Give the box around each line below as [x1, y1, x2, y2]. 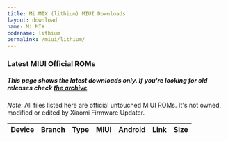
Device [10, 125, 35, 135]
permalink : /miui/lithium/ [7, 36, 85, 43]
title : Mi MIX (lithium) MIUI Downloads [7, 10, 127, 17]
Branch [40, 125, 66, 135]
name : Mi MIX [7, 23, 45, 30]
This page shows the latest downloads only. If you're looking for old [7, 76, 208, 84]
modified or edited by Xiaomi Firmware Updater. [7, 108, 145, 117]
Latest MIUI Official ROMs [7, 59, 96, 69]
